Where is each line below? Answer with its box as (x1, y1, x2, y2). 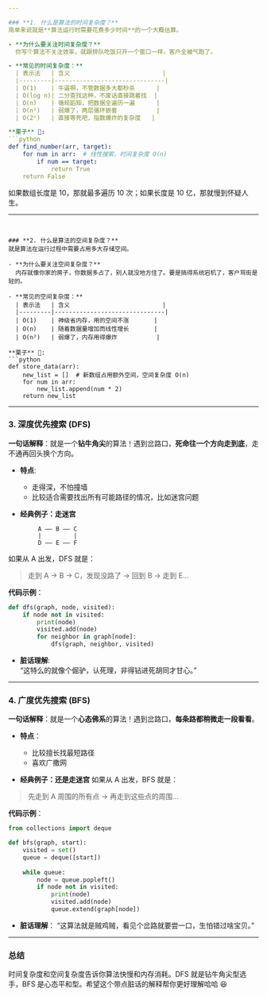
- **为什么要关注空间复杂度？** (8, 260, 101, 268)
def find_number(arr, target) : (8, 143, 112, 151)
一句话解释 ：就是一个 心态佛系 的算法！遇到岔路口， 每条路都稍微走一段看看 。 (8, 714, 259, 724)
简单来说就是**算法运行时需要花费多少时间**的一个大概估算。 (8, 25, 183, 34)
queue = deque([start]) (22, 853, 102, 862)
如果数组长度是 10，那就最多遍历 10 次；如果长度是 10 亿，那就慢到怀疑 (8, 187, 242, 197)
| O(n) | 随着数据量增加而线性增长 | (15, 325, 158, 333)
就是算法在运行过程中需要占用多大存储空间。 (8, 245, 133, 253)
